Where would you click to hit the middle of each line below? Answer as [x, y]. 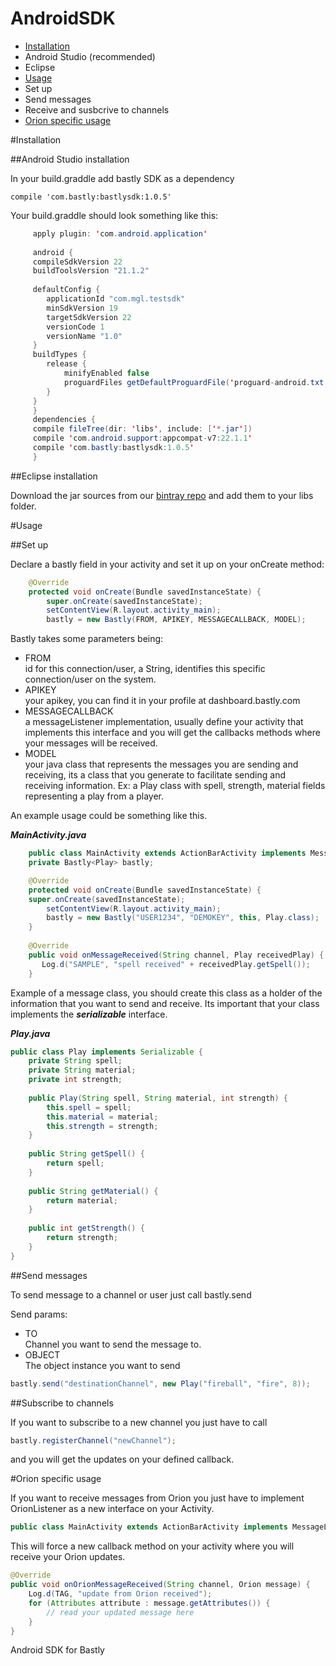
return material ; [82, 1200]
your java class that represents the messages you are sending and [161, 764]
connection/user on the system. [90, 679]
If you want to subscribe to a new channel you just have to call [139, 1422]
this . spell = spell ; [89, 1107]
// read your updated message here [120, 1612]
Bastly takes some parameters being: [87, 639]
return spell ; [75, 1163]
